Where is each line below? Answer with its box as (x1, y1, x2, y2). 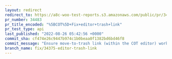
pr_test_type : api (5, 27, 44, 32)
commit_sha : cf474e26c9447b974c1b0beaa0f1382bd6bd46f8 (5, 36, 125, 42)
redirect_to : (5, 12, 33, 17)
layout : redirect (5, 7, 42, 13)
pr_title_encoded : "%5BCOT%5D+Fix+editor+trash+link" (5, 22, 123, 27)
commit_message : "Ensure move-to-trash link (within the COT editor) (5, 41, 157, 46)
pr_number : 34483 (5, 17, 42, 22)
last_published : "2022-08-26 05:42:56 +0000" (5, 31, 104, 36)
